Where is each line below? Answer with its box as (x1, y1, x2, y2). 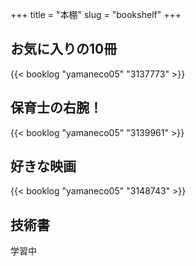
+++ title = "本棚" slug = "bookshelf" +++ (10, 9, 182, 20)
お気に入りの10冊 (10, 41, 118, 58)
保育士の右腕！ (10, 99, 103, 117)
